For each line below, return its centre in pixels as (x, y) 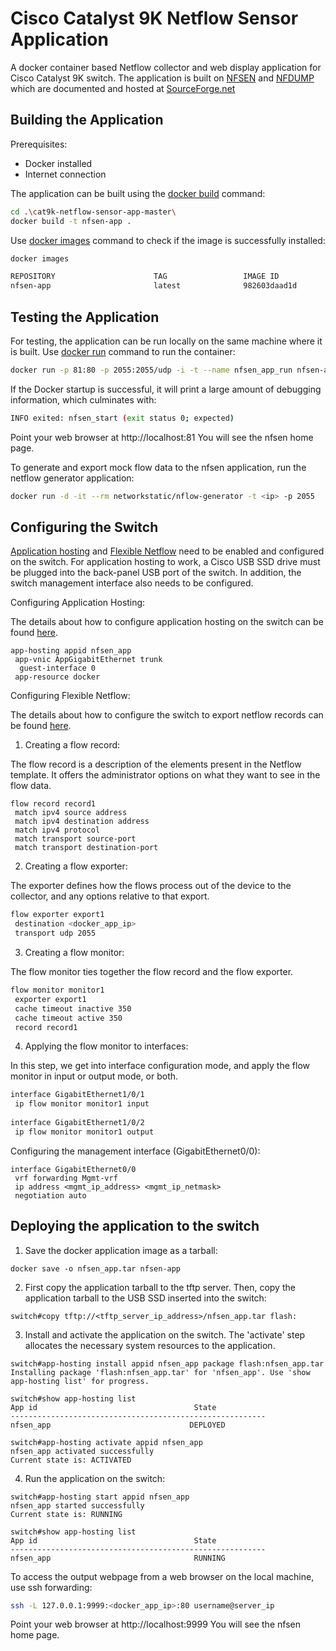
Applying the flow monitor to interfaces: (106, 1046)
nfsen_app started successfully (77, 1505)
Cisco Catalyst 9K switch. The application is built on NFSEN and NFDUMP (162, 78)
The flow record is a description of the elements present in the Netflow (156, 764)
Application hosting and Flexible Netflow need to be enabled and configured (167, 551)
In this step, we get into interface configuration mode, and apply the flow (160, 1066)
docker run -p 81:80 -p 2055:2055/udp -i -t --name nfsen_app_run (151, 370)
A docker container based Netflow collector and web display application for (166, 67)
